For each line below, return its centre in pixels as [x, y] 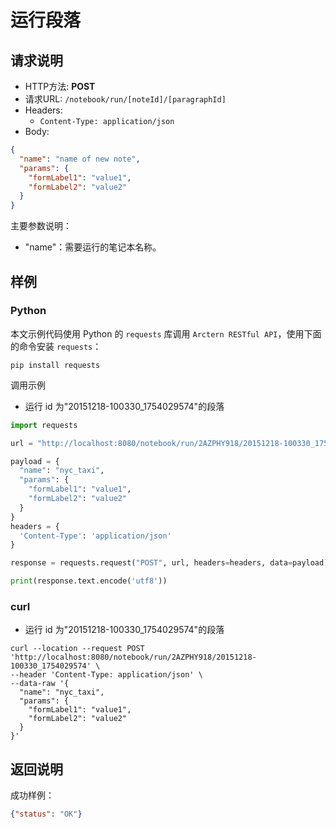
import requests [44, 425]
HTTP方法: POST [60, 86]
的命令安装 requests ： [56, 346]
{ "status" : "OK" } [46, 814]
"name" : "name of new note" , [80, 159]
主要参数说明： [41, 226]
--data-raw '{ [40, 684]
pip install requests [55, 365]
